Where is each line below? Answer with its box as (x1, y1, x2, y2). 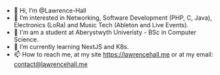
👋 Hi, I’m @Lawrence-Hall (13, 7, 87, 14)
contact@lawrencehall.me (13, 60, 88, 68)
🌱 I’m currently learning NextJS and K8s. (13, 43, 129, 50)
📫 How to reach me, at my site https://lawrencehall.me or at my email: (13, 50, 214, 58)
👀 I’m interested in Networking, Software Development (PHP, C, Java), (13, 14, 212, 22)
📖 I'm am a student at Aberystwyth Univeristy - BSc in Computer (13, 28, 197, 36)
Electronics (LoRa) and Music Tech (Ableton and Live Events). (13, 21, 189, 29)
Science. (13, 35, 39, 44)
